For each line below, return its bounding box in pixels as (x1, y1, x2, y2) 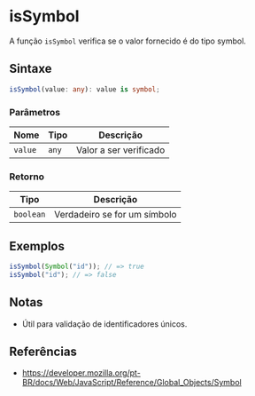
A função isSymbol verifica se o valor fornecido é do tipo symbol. (9, 36, 246, 46)
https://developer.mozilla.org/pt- (21, 368, 142, 378)
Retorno (9, 170, 45, 183)
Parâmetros (9, 106, 60, 118)
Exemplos (9, 238, 65, 254)
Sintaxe (9, 61, 52, 76)
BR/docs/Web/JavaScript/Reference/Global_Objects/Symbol (21, 377, 242, 388)
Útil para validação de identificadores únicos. (21, 318, 188, 329)
